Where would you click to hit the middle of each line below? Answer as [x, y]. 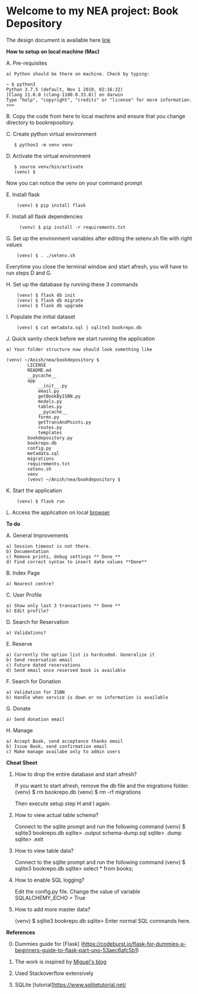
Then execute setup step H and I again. [63, 803]
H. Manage [20, 730]
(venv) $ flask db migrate [50, 300]
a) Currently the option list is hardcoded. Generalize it [81, 655]
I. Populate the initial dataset [41, 317]
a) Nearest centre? [30, 583]
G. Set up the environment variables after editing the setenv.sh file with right [99, 238]
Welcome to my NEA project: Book [92, 11]
